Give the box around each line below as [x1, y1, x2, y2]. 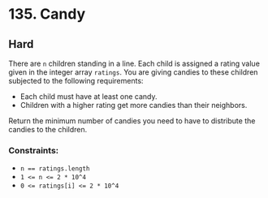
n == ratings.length [19, 165, 90, 173]
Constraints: [8, 144, 59, 156]
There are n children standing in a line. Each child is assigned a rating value [8, 58, 260, 68]
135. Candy [8, 5, 86, 24]
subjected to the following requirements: [8, 76, 144, 85]
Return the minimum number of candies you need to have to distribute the [8, 116, 256, 126]
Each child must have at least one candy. [19, 92, 158, 101]
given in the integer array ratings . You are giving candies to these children [8, 67, 258, 77]
